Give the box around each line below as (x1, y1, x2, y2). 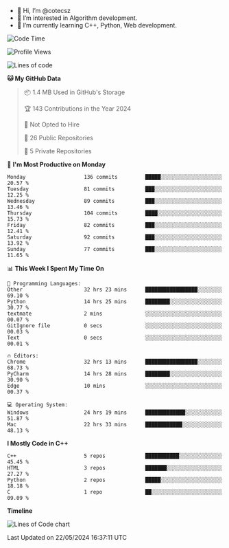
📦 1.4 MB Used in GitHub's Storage (23, 88, 125, 96)
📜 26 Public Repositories (23, 134, 94, 142)
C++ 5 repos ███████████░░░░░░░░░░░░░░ (7, 452, 223, 459)
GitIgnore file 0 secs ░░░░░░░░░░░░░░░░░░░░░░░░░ (7, 322, 223, 329)
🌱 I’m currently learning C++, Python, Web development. (16, 21, 177, 29)
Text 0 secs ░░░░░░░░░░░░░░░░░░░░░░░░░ (7, 334, 223, 341)
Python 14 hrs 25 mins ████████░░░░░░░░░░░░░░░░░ (7, 298, 223, 305)
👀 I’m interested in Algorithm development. (16, 14, 138, 22)
